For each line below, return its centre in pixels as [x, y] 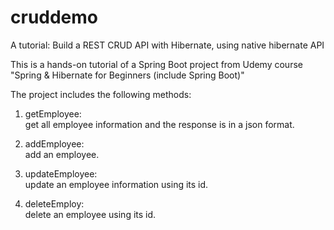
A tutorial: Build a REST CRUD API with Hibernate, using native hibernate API [167, 45]
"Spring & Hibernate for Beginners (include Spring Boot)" [127, 75]
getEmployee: [53, 113]
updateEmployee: [61, 173]
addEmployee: [54, 143]
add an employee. [62, 154]
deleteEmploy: [54, 203]
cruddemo [54, 17]
